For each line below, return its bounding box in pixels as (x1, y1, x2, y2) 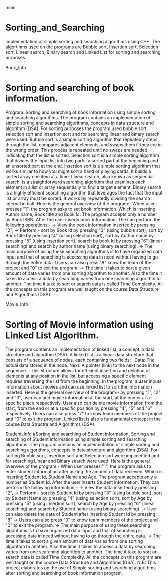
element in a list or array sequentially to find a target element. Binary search (5, 184, 162, 190)
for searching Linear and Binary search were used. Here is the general (5, 458, 150, 464)
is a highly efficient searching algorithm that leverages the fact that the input (5, 189, 163, 196)
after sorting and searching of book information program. (5, 570, 123, 576)
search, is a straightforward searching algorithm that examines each (5, 179, 146, 185)
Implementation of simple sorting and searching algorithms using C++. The (5, 38, 160, 44)
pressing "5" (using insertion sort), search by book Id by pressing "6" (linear (5, 238, 163, 244)
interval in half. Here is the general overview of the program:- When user (5, 200, 155, 206)
